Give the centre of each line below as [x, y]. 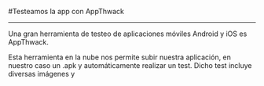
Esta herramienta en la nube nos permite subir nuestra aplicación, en [120, 57]
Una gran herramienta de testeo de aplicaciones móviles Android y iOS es [128, 34]
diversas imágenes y [42, 74]
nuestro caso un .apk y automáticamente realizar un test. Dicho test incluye [130, 65]
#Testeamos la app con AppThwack [66, 11]
